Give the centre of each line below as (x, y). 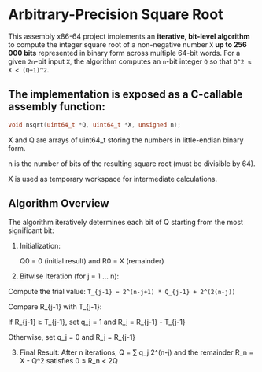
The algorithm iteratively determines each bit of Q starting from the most (126, 223)
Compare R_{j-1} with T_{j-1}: (55, 307)
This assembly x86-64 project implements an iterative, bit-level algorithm (129, 36)
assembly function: (57, 107)
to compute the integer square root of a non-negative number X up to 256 (128, 44)
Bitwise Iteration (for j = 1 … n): (69, 276)
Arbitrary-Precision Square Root (116, 15)
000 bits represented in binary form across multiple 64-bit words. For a (124, 53)
